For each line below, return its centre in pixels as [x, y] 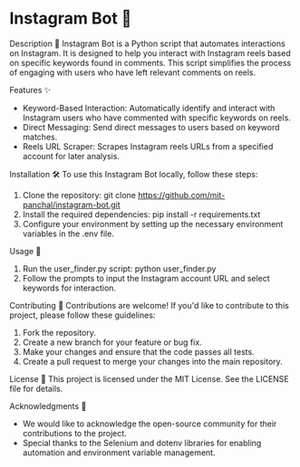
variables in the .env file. [68, 233]
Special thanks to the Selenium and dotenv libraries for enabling [142, 443]
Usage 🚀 [25, 251]
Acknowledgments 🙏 [48, 405]
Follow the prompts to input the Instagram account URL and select [146, 278]
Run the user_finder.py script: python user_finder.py [119, 268]
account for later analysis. [71, 156]
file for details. [36, 388]
